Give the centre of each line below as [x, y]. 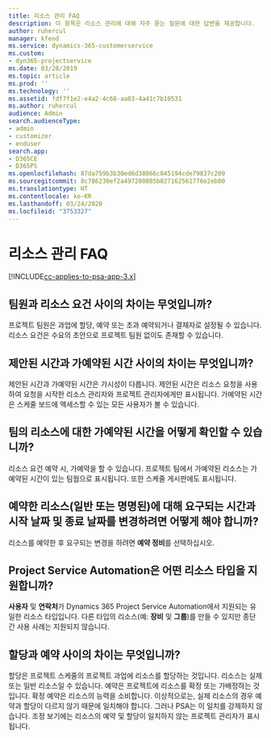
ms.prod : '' [28, 83]
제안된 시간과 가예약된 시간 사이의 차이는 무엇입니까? [131, 363]
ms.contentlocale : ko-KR [50, 196]
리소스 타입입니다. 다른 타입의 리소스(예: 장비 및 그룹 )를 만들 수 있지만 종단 [140, 617]
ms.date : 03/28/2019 [43, 69]
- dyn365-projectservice [50, 61]
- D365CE [23, 158]
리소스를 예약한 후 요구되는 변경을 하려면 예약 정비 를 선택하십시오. [112, 542]
